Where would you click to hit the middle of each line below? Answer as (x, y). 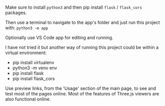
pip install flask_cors (34, 78)
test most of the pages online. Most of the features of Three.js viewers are (82, 94)
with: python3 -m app (27, 28)
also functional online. (28, 99)
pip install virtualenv (33, 62)
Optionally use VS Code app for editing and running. (59, 38)
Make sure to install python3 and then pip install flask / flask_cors (74, 7)
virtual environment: (26, 53)
